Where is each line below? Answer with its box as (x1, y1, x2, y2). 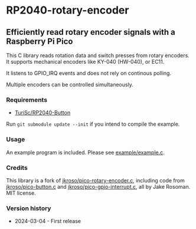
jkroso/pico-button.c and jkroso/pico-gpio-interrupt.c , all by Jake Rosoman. (6, 183, 191, 190)
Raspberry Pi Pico (6, 36, 73, 46)
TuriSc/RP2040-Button (14, 109, 71, 116)
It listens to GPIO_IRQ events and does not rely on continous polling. (6, 70, 172, 77)
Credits (6, 163, 28, 172)
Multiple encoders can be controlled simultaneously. (6, 81, 134, 88)
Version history (6, 204, 51, 212)
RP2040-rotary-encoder (6, 4, 129, 17)
